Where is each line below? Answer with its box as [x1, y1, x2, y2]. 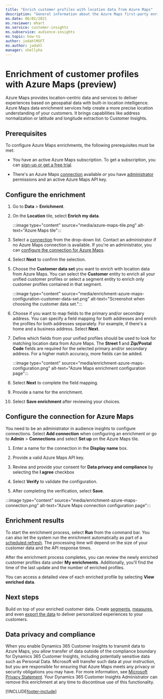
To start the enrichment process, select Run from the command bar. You [5, 529, 150, 535]
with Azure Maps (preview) [5, 79, 117, 90]
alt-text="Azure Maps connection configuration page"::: [40, 502, 151, 508]
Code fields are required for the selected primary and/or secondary [12, 346, 147, 351]
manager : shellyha [5, 48, 43, 52]
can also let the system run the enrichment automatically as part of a [5, 534, 142, 540]
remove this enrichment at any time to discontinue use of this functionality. [5, 679, 154, 685]
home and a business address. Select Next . [12, 326, 100, 332]
